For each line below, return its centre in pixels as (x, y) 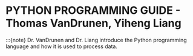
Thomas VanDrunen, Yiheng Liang (94, 23)
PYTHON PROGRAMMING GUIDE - (93, 11)
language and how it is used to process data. (61, 46)
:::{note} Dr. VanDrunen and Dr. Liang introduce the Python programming (96, 40)
